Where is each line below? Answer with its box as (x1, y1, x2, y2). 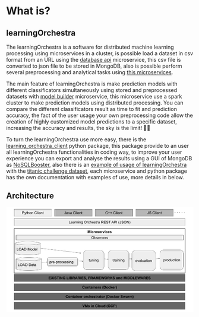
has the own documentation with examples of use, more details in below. (6, 174, 184, 180)
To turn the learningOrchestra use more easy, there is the (6, 136, 147, 143)
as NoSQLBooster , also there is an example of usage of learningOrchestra (6, 161, 187, 168)
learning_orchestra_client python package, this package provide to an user (6, 142, 189, 149)
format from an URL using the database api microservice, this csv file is (6, 56, 181, 63)
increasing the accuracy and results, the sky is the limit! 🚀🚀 (6, 125, 150, 131)
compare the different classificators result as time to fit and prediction (6, 106, 177, 112)
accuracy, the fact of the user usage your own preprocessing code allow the (6, 112, 193, 119)
